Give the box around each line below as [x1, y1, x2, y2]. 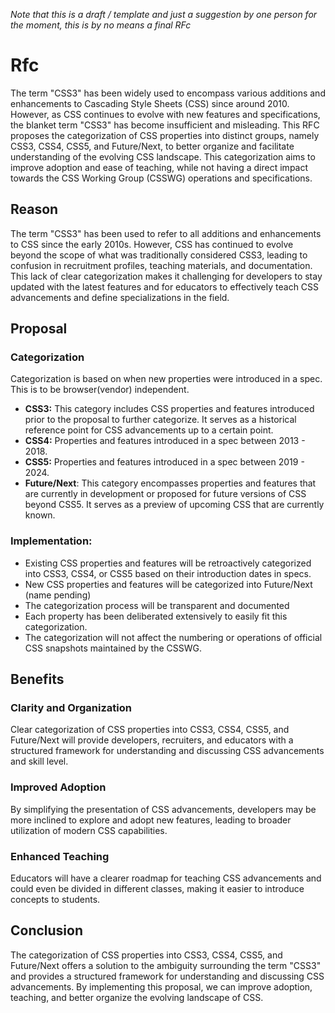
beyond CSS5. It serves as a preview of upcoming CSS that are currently [24, 499, 325, 511]
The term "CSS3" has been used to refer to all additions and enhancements [10, 227, 322, 239]
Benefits [10, 671, 65, 688]
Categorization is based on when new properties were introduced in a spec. [10, 373, 323, 385]
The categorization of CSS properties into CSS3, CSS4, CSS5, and [10, 949, 283, 961]
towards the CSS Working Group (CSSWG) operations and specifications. [10, 172, 313, 184]
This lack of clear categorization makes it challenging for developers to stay [10, 270, 323, 282]
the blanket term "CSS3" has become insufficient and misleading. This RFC [10, 119, 320, 131]
